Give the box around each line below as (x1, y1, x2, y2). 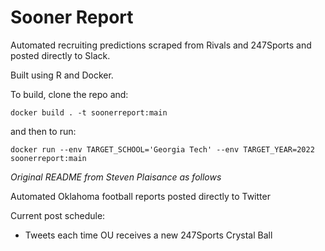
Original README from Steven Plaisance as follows (10, 171, 222, 183)
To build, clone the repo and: (10, 88, 129, 100)
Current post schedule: (10, 209, 106, 221)
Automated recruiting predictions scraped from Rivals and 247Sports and (10, 39, 312, 51)
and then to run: (10, 125, 77, 137)
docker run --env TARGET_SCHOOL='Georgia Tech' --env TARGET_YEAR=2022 (10, 144, 315, 155)
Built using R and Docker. (10, 69, 114, 81)
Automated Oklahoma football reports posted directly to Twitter (10, 190, 271, 202)
